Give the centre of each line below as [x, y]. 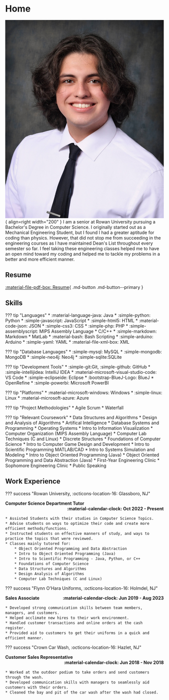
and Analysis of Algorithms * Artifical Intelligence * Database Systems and [82, 423]
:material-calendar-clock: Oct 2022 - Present [115, 508]
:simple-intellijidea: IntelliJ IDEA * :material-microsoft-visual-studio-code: [81, 372]
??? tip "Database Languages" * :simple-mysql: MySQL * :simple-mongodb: [83, 352]
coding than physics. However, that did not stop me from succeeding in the [83, 238]
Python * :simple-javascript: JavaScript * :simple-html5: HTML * [72, 321]
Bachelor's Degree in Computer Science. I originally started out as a [75, 227]
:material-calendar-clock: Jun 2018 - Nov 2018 [114, 662]
